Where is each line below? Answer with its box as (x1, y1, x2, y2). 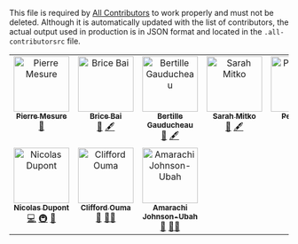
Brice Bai (90, 111, 122, 121)
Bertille (156, 111, 184, 121)
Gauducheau (146, 120, 193, 130)
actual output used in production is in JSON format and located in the (9, 27, 263, 36)
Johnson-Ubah (142, 212, 198, 221)
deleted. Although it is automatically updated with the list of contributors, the (9, 17, 289, 28)
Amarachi (152, 203, 188, 212)
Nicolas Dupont (13, 203, 69, 212)
